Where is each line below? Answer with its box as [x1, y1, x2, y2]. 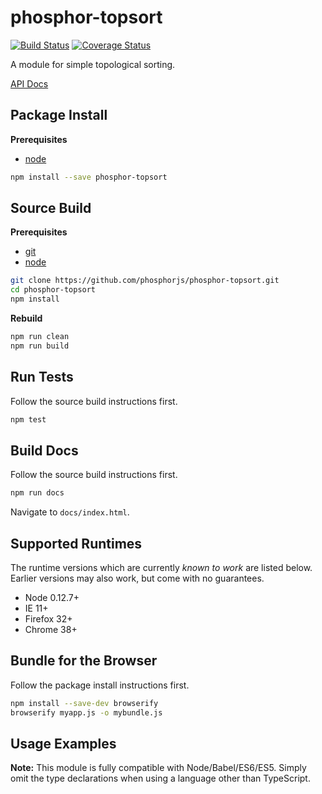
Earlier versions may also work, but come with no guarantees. [10, 572, 265, 584]
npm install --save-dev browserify [10, 698, 159, 708]
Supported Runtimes [10, 535, 143, 552]
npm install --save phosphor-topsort [10, 172, 168, 182]
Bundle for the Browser [10, 652, 158, 670]
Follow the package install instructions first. [10, 679, 190, 691]
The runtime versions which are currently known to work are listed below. [10, 562, 313, 573]
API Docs [10, 77, 49, 90]
